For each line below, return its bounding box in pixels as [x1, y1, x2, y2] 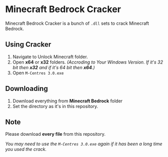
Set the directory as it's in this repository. [12, 103, 98, 109]
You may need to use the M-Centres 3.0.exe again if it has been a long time [5, 141, 162, 147]
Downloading [5, 84, 48, 93]
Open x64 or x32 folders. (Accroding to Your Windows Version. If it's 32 [12, 59, 163, 65]
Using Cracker [5, 40, 51, 49]
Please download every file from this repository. [5, 131, 106, 137]
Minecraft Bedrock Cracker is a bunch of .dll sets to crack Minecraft [5, 20, 149, 26]
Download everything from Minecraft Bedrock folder [12, 97, 123, 104]
